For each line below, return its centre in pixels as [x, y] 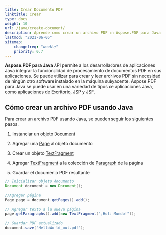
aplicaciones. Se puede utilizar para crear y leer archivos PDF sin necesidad [83, 76]
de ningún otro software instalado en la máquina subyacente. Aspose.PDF [81, 81]
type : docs [16, 19]
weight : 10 [16, 24]
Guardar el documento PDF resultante [51, 173]
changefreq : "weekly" [36, 47]
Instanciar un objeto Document [44, 134]
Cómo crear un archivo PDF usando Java [69, 107]
